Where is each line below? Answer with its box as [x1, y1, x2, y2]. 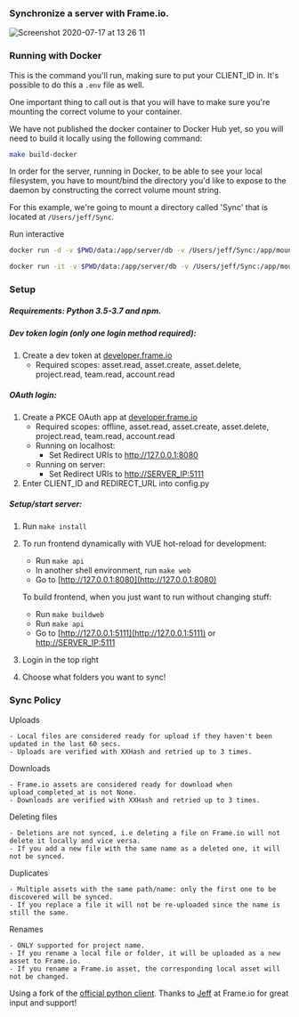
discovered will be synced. [9, 892, 114, 901]
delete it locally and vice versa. [9, 836, 141, 845]
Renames [9, 923, 44, 934]
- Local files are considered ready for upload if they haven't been [9, 731, 273, 741]
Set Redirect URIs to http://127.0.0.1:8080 [48, 450, 198, 460]
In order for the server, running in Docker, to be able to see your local [9, 166, 263, 176]
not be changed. [9, 972, 69, 981]
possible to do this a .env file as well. [9, 79, 145, 90]
